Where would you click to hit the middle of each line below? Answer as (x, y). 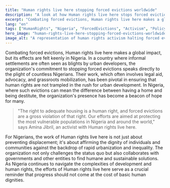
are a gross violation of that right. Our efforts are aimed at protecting (89, 116)
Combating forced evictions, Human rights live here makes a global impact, (83, 52)
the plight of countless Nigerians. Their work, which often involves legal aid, (84, 74)
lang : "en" (17, 24)
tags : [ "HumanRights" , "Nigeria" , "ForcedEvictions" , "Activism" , (77, 29)
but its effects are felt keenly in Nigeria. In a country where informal (75, 58)
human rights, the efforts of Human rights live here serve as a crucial (77, 169)
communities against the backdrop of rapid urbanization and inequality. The (84, 147)
